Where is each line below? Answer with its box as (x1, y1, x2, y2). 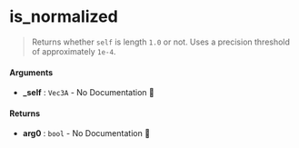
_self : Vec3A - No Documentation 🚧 (22, 87, 154, 98)
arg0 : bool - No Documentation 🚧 (22, 128, 151, 139)
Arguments (9, 66, 54, 78)
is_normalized (9, 6, 118, 27)
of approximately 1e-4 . (31, 45, 116, 56)
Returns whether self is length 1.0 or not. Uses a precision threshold (31, 36, 291, 47)
